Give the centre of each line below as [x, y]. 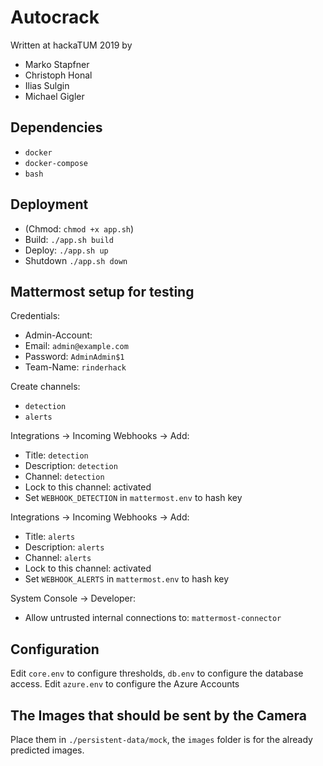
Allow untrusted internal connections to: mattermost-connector [153, 618]
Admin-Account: [58, 335]
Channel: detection [64, 477]
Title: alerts [50, 537]
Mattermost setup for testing [102, 291]
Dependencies [56, 127]
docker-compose [56, 163]
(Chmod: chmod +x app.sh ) [79, 228]
